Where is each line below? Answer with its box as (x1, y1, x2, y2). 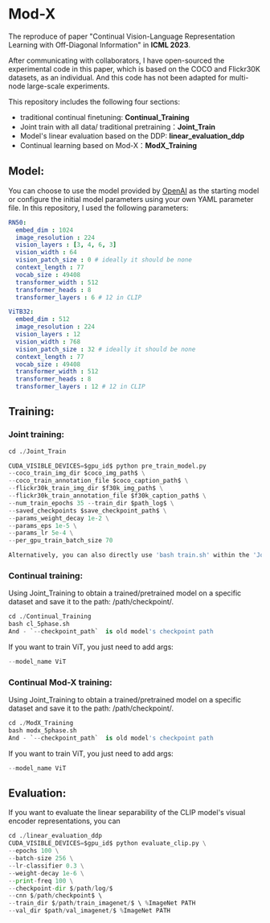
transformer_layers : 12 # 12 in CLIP (15, 383, 146, 391)
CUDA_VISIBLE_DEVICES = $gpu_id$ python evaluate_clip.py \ (8, 839, 207, 847)
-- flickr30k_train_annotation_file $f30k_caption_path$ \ (8, 492, 207, 500)
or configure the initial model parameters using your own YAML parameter (8, 194, 254, 204)
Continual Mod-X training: (8, 677, 112, 688)
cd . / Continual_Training (8, 612, 92, 620)
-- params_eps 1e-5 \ (8, 521, 78, 529)
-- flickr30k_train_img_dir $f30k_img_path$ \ (8, 484, 163, 492)
